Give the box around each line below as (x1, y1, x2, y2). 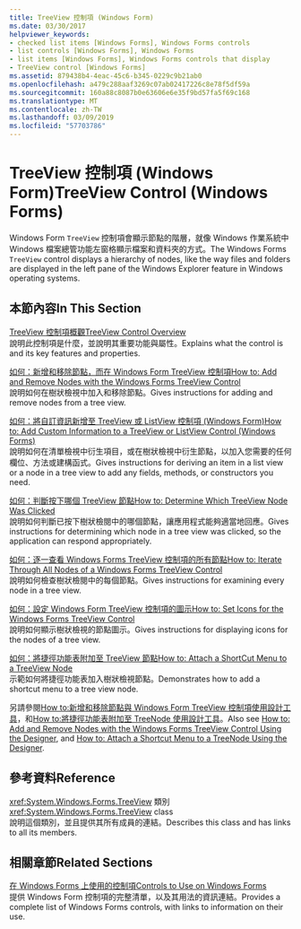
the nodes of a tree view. (9, 634, 101, 645)
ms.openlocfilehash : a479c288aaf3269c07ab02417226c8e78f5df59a (9, 80, 251, 89)
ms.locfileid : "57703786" (9, 122, 106, 131)
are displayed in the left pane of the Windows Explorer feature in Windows (9, 263, 284, 273)
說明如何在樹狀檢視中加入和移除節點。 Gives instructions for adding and (9, 386, 273, 397)
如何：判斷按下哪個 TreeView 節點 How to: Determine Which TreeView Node (9, 495, 288, 506)
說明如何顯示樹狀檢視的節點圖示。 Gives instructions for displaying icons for (9, 624, 288, 635)
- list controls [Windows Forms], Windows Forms (9, 47, 194, 56)
